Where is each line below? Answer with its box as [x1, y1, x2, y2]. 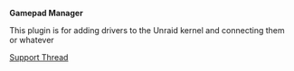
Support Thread [9, 52, 69, 62]
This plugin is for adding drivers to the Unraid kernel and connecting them [9, 25, 285, 35]
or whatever [9, 35, 54, 45]
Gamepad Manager [9, 8, 83, 18]
